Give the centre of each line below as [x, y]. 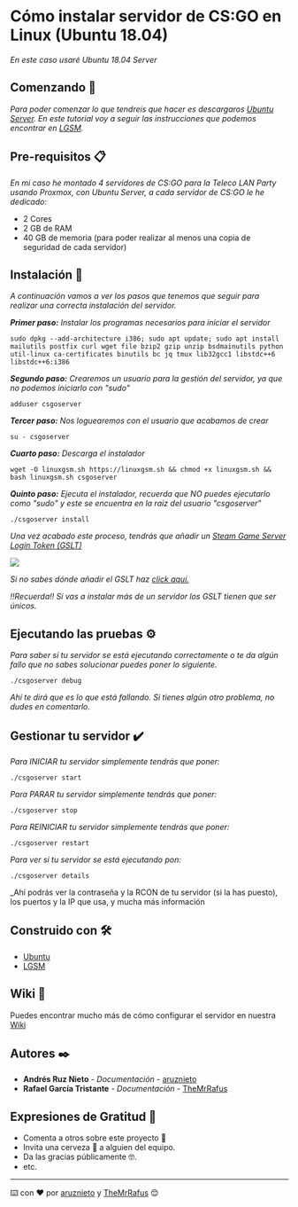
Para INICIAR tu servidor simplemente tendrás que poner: [115, 761]
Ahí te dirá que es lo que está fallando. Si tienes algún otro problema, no [142, 697]
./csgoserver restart [50, 843]
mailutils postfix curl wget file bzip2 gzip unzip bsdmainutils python [147, 347]
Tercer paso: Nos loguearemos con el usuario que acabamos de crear [139, 421]
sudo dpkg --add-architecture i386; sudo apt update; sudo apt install [145, 339]
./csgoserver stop [44, 811]
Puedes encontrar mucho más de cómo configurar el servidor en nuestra [143, 1015]
